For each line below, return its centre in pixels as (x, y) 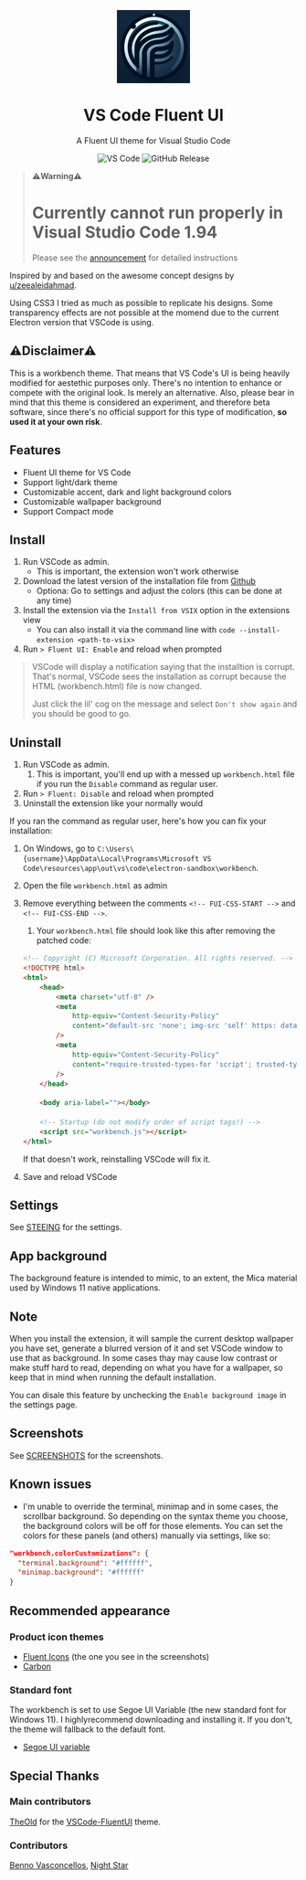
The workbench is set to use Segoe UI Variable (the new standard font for (148, 1710)
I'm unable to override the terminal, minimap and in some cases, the (150, 1506)
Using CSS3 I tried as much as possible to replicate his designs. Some (142, 303)
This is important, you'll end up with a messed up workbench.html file (165, 774)
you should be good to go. (81, 714)
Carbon (37, 1666)
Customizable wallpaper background (92, 501)
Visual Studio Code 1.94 (124, 233)
